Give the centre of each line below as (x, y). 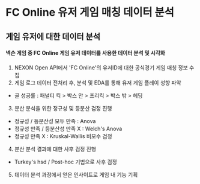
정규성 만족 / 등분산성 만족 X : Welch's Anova (68, 128)
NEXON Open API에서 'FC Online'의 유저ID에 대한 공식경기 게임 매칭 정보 (101, 68)
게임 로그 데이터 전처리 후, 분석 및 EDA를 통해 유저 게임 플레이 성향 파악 (98, 83)
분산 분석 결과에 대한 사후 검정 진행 (55, 149)
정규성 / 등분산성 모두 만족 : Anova (55, 121)
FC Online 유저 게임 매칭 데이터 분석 (90, 12)
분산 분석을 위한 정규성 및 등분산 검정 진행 (63, 108)
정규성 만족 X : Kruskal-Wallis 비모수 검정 (63, 136)
